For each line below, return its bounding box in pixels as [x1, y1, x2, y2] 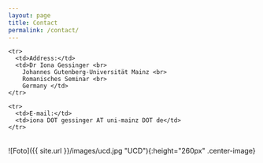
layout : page [8, 11, 51, 20]
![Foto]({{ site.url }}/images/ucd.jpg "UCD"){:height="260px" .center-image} [8, 146, 256, 156]
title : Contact [8, 19, 58, 27]
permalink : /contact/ [8, 26, 80, 34]
